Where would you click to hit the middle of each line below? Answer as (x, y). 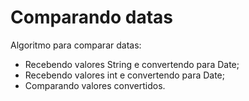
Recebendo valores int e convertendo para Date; (125, 75)
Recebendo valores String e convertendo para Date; (132, 64)
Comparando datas (92, 17)
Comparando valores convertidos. (95, 85)
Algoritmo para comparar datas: (76, 45)
